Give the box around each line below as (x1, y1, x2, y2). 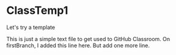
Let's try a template (6, 24, 56, 31)
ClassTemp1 (6, 4, 68, 18)
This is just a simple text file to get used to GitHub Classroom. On (6, 35, 170, 42)
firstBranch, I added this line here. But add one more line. (6, 42, 150, 49)
